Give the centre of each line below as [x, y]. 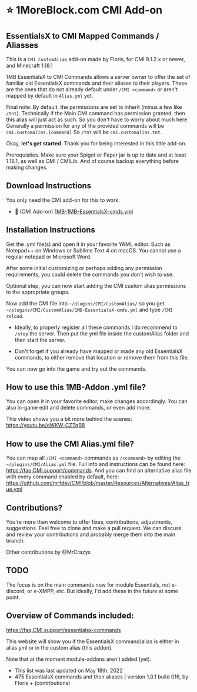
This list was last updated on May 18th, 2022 [69, 670]
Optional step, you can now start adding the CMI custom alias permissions [96, 285]
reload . [15, 316]
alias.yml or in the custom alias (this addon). [59, 647]
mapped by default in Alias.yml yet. [50, 96]
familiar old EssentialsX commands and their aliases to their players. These [97, 83]
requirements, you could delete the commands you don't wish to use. [90, 274]
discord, [16, 591]
